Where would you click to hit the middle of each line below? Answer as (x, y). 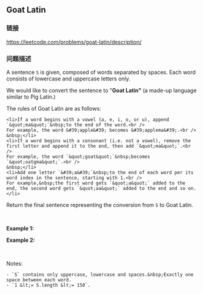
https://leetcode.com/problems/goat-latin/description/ (74, 42)
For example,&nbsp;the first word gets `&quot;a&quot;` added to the (96, 183)
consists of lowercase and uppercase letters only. (68, 79)
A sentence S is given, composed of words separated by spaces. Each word (101, 72)
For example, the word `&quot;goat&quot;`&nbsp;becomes (78, 157)
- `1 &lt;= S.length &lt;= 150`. (48, 285)
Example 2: (21, 240)
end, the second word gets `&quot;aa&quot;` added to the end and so (96, 188)
